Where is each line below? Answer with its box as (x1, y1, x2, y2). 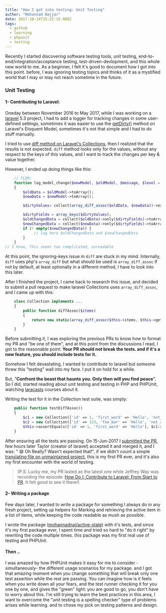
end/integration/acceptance (5, 58, 62, 65)
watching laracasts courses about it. (5, 387, 79, 393)
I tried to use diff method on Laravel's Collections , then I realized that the (5, 140, 154, 146)
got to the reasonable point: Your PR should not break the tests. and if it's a (5, 346, 161, 352)
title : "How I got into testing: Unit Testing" (5, 7, 105, 12)
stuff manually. (5, 131, 36, 137)
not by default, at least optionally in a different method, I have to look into (5, 264, 154, 270)
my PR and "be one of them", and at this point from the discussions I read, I (5, 341, 159, 347)
